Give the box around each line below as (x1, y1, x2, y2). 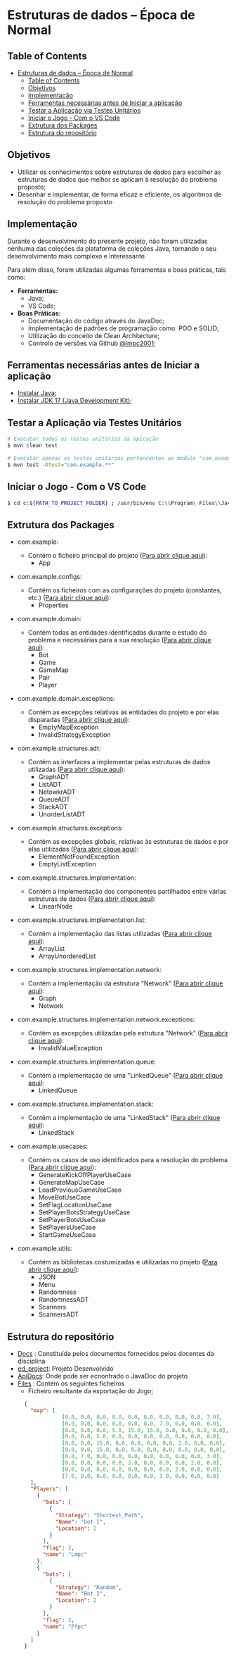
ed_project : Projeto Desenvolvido (17, 1364, 114, 1373)
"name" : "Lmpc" (43, 1551, 88, 1558)
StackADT (38, 803, 68, 811)
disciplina (17, 1357, 46, 1366)
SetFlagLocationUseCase (38, 1201, 112, 1209)
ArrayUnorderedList (38, 952, 96, 961)
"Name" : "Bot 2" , (55, 1590, 107, 1598)
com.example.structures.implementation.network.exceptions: (17, 1015, 195, 1024)
